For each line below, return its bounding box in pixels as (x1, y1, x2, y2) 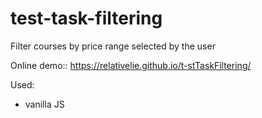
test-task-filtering (10, 7, 163, 30)
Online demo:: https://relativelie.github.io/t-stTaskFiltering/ (10, 59, 252, 71)
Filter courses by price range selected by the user (10, 40, 216, 52)
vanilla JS (24, 98, 65, 110)
